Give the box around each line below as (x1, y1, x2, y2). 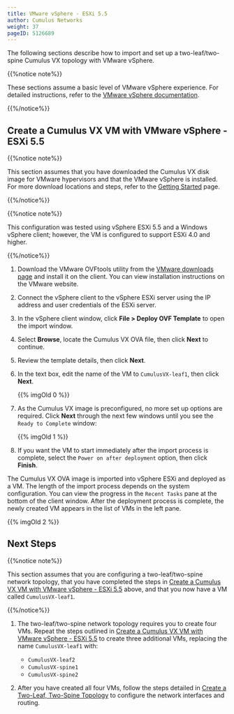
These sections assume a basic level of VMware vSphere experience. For (7, 83, 219, 92)
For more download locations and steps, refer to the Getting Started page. (7, 182, 220, 191)
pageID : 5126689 (7, 29, 54, 37)
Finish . (17, 461, 38, 469)
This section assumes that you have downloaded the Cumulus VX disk (7, 168, 210, 176)
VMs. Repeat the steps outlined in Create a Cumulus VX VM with (17, 627, 204, 635)
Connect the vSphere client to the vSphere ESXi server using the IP (17, 293, 211, 302)
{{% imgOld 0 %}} (17, 391, 70, 399)
